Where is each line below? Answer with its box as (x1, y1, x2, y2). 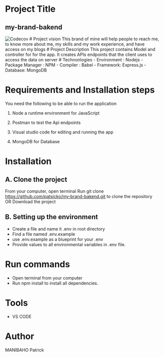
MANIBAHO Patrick (5, 347, 44, 353)
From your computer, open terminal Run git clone (5, 188, 104, 194)
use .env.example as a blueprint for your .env (12, 236, 104, 242)
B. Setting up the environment (5, 213, 98, 221)
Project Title (5, 3, 56, 15)
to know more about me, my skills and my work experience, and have (5, 41, 145, 47)
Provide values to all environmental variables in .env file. (12, 241, 126, 247)
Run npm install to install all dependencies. (12, 280, 98, 286)
